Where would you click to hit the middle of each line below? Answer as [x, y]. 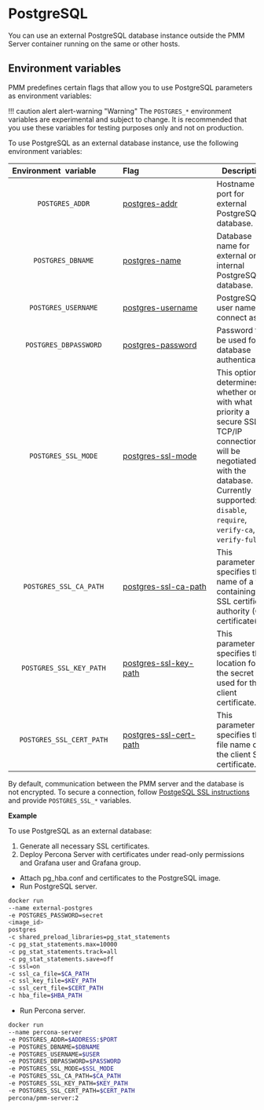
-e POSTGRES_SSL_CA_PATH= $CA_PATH [65, 1076]
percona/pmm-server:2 [44, 1098]
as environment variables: [50, 96]
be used [231, 340]
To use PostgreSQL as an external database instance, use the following [123, 143]
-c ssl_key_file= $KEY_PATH [52, 981]
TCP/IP [229, 431]
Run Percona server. [53, 1011]
